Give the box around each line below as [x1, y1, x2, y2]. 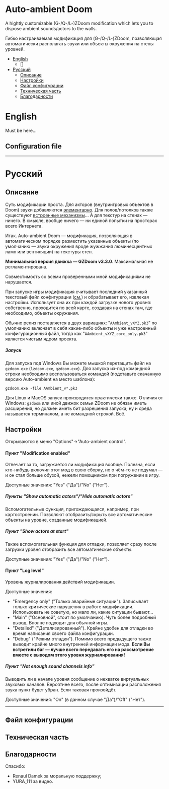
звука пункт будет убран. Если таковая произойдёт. [5, 686, 117, 693]
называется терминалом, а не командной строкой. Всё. [5, 410, 126, 416]
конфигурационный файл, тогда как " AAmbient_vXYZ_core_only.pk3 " [5, 330, 148, 336]
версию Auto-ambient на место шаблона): [5, 376, 96, 382]
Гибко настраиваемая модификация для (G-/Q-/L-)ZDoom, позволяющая [5, 35, 162, 41]
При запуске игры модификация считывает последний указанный [5, 289, 147, 295]
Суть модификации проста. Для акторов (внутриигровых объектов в [5, 201, 153, 207]
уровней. [5, 46, 25, 52]
